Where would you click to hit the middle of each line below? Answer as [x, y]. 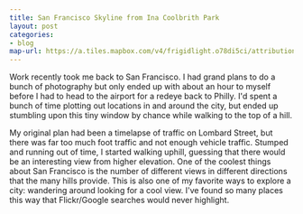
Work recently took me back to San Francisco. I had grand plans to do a [142, 77]
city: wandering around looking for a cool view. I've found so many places [147, 191]
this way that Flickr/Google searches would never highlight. [119, 200]
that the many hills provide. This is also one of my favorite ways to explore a [150, 181]
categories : [32, 34]
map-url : [26, 51]
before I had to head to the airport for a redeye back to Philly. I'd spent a [143, 97]
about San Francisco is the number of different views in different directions [148, 172]
